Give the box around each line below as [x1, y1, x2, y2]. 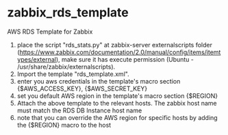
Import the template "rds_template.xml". [16, 70, 129, 78]
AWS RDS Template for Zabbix [7, 27, 93, 36]
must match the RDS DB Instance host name [16, 106, 142, 114]
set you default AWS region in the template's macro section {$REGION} [16, 91, 218, 100]
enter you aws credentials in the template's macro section [16, 77, 181, 85]
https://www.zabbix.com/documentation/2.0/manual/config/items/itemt [19, 48, 221, 56]
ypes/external [16, 55, 57, 63]
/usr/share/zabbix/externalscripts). [16, 62, 116, 71]
